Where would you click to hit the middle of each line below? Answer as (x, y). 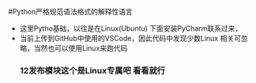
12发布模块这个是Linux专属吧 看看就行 (92, 70)
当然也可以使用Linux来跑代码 (81, 48)
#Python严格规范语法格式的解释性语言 (70, 11)
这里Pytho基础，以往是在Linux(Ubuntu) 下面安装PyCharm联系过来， (131, 28)
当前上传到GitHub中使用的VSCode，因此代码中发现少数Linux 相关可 (130, 38)
